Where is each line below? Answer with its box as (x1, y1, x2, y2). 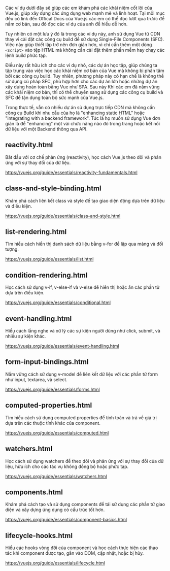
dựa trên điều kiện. (5, 290, 45, 296)
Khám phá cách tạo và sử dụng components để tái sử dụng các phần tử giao (5, 501, 165, 508)
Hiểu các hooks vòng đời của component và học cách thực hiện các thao (5, 545, 158, 551)
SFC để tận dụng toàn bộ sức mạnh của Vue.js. (5, 94, 104, 100)
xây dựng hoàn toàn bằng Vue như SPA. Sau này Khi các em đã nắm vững (5, 84, 160, 90)
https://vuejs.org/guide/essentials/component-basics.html (5, 517, 127, 523)
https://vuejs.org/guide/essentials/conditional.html (5, 299, 111, 306)
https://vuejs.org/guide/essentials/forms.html (5, 386, 100, 392)
